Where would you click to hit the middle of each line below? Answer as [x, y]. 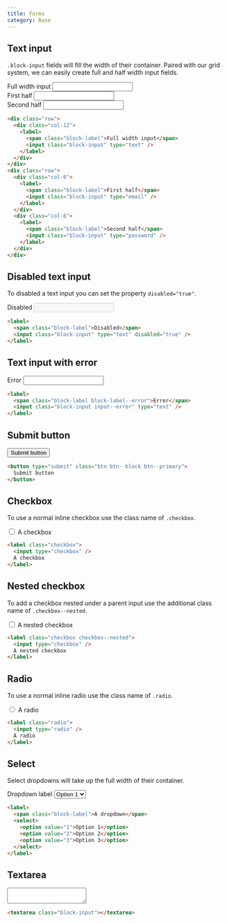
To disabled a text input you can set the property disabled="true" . [102, 293]
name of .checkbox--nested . [47, 610]
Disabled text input [49, 276]
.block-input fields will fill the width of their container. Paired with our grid [113, 65]
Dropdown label [30, 794]
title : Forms [26, 14]
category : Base [29, 20]
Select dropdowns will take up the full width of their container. [96, 781]
